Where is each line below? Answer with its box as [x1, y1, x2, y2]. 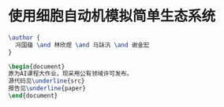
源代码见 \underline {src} [8, 77, 85, 85]
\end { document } [8, 92, 58, 100]
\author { [8, 33, 41, 42]
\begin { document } [8, 62, 65, 71]
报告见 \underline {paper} [8, 84, 87, 93]
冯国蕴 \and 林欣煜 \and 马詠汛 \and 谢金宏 [15, 41, 150, 49]
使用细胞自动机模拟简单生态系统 [8, 7, 216, 25]
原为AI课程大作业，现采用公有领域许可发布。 [8, 70, 133, 78]
